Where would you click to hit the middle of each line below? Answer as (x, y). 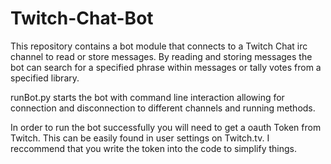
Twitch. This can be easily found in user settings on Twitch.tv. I (140, 138)
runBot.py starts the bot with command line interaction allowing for (147, 97)
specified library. (45, 78)
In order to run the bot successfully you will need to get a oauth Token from (166, 127)
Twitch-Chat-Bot (82, 18)
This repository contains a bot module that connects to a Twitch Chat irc (159, 46)
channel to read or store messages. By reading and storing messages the (161, 56)
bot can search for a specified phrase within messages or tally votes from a (166, 67)
